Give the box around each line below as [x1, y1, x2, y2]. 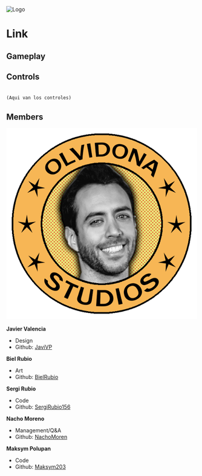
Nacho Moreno [6, 415, 45, 422]
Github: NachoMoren [15, 433, 68, 440]
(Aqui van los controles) [6, 95, 71, 101]
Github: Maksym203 [15, 463, 67, 470]
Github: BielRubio [15, 373, 59, 380]
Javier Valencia [6, 325, 47, 332]
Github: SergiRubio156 [15, 403, 71, 411]
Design [15, 337, 33, 344]
